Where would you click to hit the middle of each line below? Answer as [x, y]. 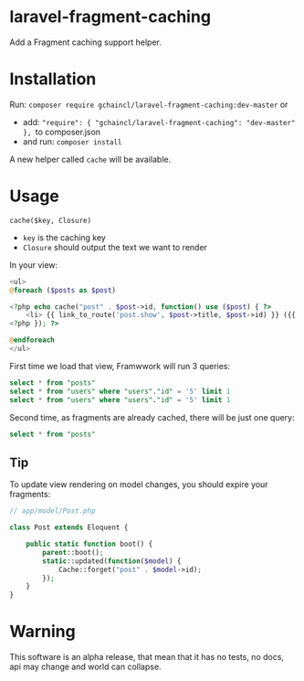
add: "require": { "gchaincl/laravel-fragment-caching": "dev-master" [159, 122]
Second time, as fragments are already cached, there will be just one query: [152, 417]
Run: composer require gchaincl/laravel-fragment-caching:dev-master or [149, 104]
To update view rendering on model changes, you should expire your [139, 484]
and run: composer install [72, 141]
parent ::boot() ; [73, 552]
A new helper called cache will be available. [90, 159]
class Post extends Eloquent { [69, 527]
